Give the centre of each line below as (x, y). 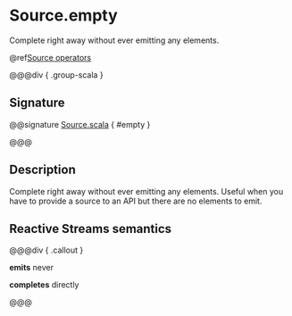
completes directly (44, 285)
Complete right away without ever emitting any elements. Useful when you (146, 191)
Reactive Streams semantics (91, 229)
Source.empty (63, 16)
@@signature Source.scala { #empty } (80, 124)
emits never (31, 268)
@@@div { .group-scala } (57, 75)
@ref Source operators (50, 57)
